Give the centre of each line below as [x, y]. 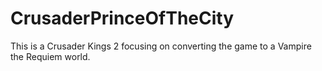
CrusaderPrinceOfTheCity [122, 18]
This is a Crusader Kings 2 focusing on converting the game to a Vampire [161, 46]
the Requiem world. [50, 56]
